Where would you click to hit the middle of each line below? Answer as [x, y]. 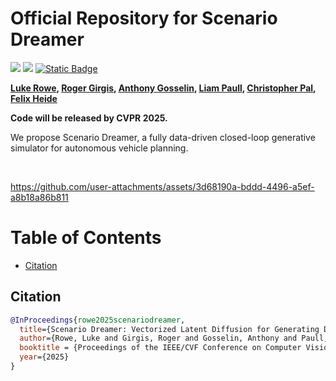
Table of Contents [86, 238]
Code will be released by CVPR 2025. [89, 118]
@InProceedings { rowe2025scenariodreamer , [98, 320]
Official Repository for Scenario [144, 18]
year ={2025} [44, 357]
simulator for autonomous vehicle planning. [99, 148]
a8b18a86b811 [39, 197]
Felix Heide [34, 98]
